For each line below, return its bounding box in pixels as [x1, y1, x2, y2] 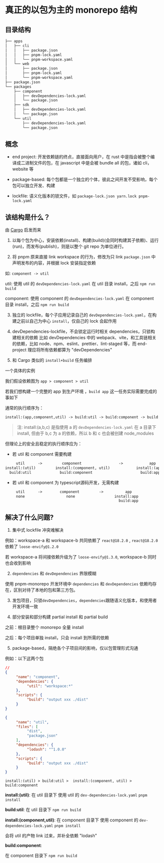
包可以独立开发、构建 [12, 183, 55, 188]
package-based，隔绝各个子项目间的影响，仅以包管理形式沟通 [12, 645, 138, 651]
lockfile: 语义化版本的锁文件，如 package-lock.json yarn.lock [12, 193, 137, 199]
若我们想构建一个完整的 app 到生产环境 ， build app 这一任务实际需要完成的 [5, 389, 157, 395]
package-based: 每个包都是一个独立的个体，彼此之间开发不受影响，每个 [12, 177, 158, 183]
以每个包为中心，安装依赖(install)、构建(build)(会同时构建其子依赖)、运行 [12, 237, 159, 243]
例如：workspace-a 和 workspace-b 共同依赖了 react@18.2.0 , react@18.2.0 [5, 537, 158, 543]
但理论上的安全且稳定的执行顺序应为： [5, 441, 82, 446]
